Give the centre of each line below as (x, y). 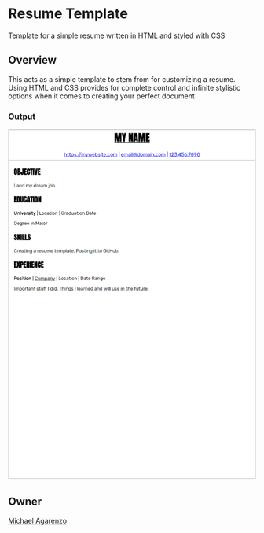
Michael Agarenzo (38, 520)
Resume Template (68, 14)
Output (22, 117)
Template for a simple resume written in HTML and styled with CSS (117, 35)
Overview (33, 60)
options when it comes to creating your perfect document (101, 96)
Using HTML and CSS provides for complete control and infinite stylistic (125, 87)
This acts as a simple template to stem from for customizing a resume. (122, 79)
